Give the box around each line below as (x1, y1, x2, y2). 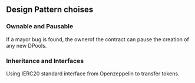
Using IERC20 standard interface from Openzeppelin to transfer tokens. (6, 70, 180, 77)
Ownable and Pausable (6, 22, 74, 31)
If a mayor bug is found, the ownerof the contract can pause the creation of (6, 35, 190, 43)
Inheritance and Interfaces (6, 57, 84, 65)
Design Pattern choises (6, 5, 94, 15)
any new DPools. (6, 42, 47, 49)
